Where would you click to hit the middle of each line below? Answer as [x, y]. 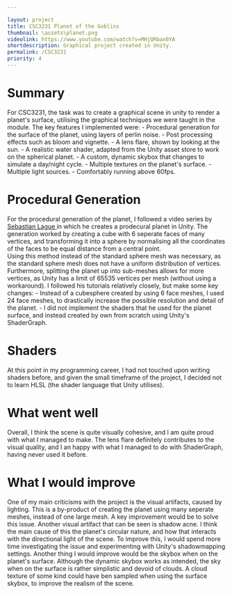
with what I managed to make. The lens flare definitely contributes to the [111, 439]
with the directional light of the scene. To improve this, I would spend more [114, 539]
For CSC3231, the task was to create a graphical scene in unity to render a [114, 112]
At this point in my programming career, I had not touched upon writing [109, 370]
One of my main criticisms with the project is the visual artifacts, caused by [115, 501]
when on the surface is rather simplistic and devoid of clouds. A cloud [107, 568]
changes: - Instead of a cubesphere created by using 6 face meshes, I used [116, 292]
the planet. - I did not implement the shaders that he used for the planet [109, 308]
